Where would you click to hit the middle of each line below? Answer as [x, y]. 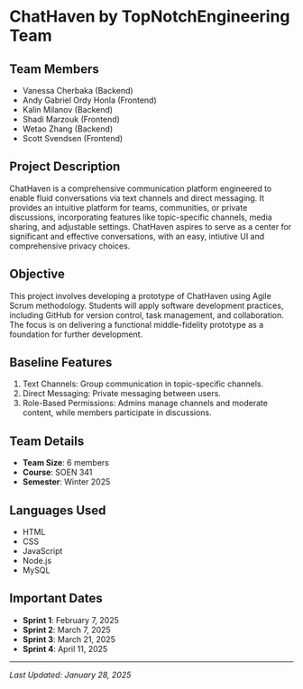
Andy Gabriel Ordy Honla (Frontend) [90, 100]
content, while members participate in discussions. [117, 412]
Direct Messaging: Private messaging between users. [121, 394]
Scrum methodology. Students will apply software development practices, [147, 305]
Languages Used [58, 510]
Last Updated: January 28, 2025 [70, 675]
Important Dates [56, 598]
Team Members [54, 69]
